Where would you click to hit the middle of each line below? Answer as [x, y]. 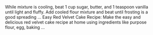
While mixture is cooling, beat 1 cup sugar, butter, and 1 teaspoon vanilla [76, 7]
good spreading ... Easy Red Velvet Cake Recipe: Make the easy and [73, 17]
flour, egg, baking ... [25, 27]
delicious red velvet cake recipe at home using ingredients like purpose [76, 22]
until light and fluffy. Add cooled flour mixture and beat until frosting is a [76, 12]
